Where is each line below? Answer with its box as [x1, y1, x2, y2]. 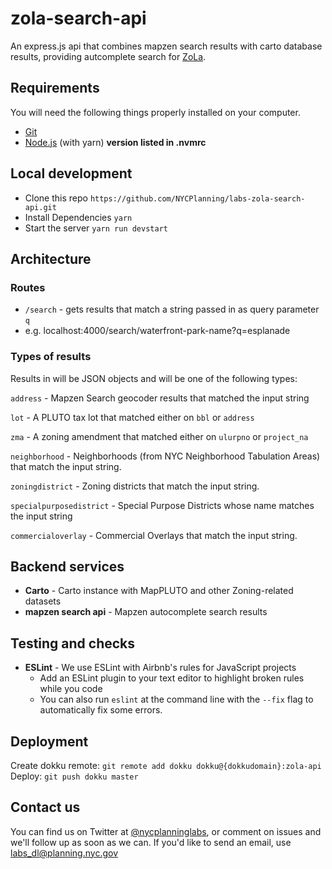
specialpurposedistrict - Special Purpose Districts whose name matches [10, 499, 315, 511]
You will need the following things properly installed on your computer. [10, 106, 301, 118]
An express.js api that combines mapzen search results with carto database [10, 40, 323, 52]
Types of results [10, 350, 92, 364]
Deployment [10, 733, 89, 750]
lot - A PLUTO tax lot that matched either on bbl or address [10, 411, 255, 423]
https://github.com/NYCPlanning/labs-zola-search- [89, 193, 306, 204]
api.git [24, 202, 57, 212]
